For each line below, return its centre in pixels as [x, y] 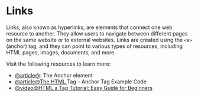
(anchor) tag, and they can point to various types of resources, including [95, 46]
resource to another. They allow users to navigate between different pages [97, 33]
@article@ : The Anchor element [53, 75]
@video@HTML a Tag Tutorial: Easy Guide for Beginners [83, 88]
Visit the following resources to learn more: [59, 64]
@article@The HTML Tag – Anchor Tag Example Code [80, 82]
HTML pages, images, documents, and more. [61, 52]
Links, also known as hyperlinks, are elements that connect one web [89, 27]
